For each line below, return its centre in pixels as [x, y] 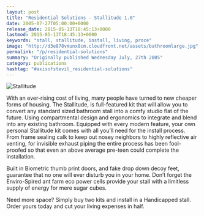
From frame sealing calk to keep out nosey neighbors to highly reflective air [102, 137]
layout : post [23, 12]
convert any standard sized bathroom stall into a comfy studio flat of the [97, 111]
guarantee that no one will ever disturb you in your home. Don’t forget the [99, 175]
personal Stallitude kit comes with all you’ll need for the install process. [96, 131]
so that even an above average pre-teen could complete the [103, 150]
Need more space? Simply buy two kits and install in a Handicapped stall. [99, 200]
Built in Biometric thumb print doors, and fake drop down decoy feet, [93, 168]
